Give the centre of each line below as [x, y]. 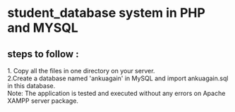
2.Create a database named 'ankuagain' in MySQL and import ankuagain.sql [118, 78]
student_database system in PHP [107, 13]
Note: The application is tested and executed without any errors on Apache [116, 93]
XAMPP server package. [43, 101]
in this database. [31, 86]
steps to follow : [43, 54]
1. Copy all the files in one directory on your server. [81, 71]
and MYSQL [43, 28]
